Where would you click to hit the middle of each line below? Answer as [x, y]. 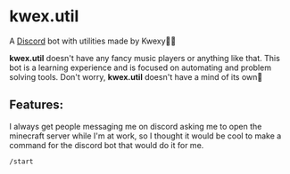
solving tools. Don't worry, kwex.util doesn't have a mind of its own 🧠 [136, 76]
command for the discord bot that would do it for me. [107, 145]
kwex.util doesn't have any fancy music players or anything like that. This [145, 58]
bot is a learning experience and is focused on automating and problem [141, 67]
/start [21, 162]
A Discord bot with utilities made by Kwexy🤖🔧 [93, 41]
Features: [37, 105]
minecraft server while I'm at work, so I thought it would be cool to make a [145, 136]
